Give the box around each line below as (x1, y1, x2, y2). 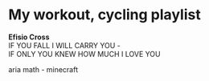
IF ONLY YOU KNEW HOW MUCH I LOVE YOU (8, 49, 161, 59)
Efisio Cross (8, 32, 50, 42)
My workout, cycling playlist (8, 6, 201, 24)
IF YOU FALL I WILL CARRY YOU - (8, 40, 121, 50)
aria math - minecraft (8, 64, 79, 74)
